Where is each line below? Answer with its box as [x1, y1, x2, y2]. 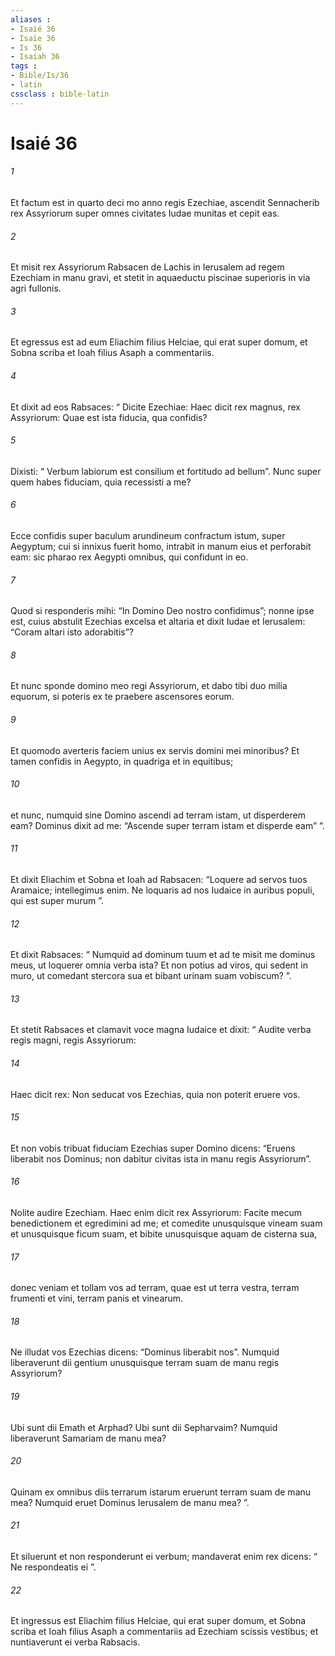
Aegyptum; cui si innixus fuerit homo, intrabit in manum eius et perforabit [10, 541, 312, 553]
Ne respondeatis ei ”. [10, 1561, 97, 1573]
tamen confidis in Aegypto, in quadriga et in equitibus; [10, 755, 234, 767]
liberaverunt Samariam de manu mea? [10, 1432, 167, 1444]
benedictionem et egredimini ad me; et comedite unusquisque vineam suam [10, 1217, 323, 1230]
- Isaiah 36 [10, 52, 60, 62]
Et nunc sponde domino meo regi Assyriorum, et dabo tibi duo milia [10, 680, 288, 692]
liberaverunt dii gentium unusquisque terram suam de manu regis [10, 1357, 280, 1369]
